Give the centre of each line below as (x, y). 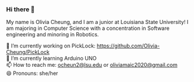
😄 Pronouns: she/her (32, 73)
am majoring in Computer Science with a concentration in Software (88, 28)
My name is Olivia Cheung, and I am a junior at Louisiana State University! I (97, 22)
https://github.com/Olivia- (128, 46)
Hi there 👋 (21, 9)
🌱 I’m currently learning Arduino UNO (51, 59)
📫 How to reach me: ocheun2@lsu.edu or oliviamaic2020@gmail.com (92, 65)
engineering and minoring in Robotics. (53, 35)
